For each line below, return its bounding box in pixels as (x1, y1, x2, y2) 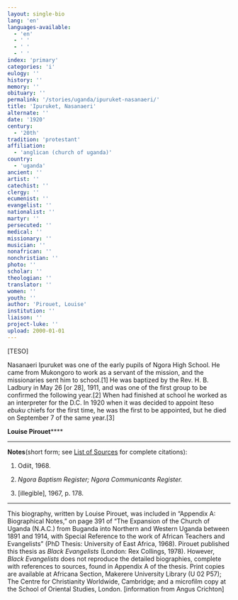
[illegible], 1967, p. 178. (17, 489, 84, 497)
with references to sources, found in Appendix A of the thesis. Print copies (7, 562, 225, 570)
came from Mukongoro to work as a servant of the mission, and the (7, 368, 204, 376)
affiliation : (7, 143, 46, 150)
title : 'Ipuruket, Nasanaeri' (7, 103, 97, 110)
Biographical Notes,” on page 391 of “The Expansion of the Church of (7, 516, 210, 525)
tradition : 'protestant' (7, 136, 81, 143)
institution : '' (7, 307, 55, 315)
